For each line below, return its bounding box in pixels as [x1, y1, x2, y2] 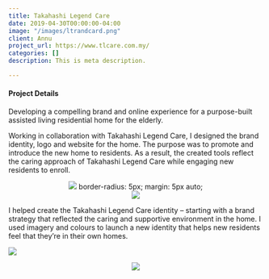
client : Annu [8, 34, 53, 43]
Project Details [8, 89, 59, 98]
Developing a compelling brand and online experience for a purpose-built [8, 106, 253, 117]
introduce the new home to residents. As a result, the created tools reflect [8, 148, 254, 158]
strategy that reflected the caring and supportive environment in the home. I [8, 214, 261, 224]
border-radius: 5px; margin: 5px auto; [78, 182, 204, 192]
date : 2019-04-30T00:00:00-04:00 [8, 19, 121, 27]
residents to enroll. [8, 165, 71, 175]
